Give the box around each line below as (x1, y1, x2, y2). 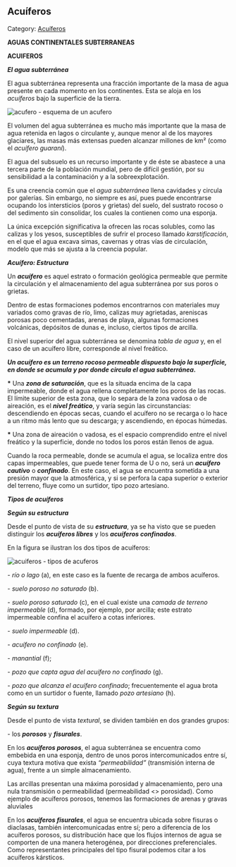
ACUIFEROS (7, 51, 44, 60)
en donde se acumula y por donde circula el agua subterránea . (7, 365, 196, 374)
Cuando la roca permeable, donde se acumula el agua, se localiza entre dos (7, 451, 228, 460)
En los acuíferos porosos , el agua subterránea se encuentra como (7, 743, 201, 751)
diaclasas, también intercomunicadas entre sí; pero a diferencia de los (7, 823, 211, 831)
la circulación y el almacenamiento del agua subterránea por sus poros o (7, 279, 218, 288)
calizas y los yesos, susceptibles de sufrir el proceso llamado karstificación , (7, 229, 229, 238)
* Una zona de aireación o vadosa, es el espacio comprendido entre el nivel (7, 430, 228, 438)
